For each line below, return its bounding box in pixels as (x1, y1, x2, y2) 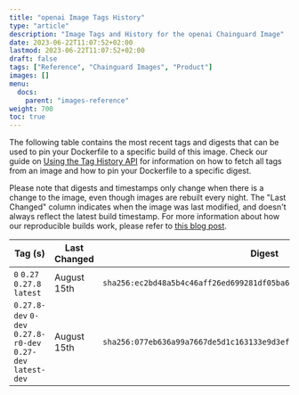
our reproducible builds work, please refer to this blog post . (9, 220, 227, 232)
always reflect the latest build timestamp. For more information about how (9, 211, 280, 222)
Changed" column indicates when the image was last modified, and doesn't (9, 202, 287, 212)
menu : (9, 79, 29, 88)
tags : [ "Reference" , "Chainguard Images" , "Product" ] (9, 63, 214, 72)
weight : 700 (9, 104, 53, 113)
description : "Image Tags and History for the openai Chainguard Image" (9, 29, 285, 38)
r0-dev (13, 338, 42, 349)
